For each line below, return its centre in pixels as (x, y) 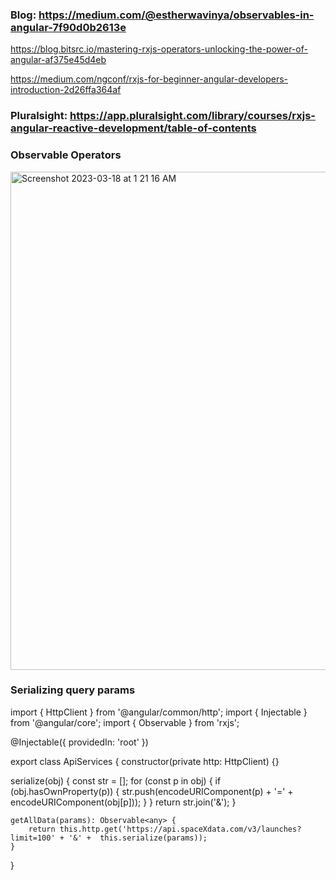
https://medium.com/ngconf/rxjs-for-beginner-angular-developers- (149, 79)
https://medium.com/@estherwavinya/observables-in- (176, 15)
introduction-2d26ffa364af (66, 90)
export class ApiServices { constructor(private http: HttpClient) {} (145, 761)
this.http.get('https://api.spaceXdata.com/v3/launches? (180, 829)
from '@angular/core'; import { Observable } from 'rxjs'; (125, 722)
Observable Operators (66, 155)
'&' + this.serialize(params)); (138, 838)
